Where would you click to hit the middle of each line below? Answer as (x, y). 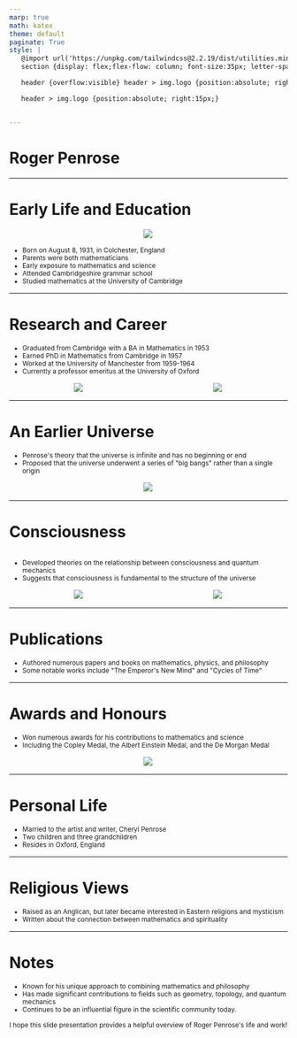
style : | (25, 50)
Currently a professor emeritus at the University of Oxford (110, 371)
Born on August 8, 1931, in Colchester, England (93, 250)
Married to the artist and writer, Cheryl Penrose (94, 830)
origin (31, 471)
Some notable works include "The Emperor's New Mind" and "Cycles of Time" (142, 670)
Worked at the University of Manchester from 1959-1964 (108, 364)
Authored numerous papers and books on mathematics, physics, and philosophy (145, 663)
